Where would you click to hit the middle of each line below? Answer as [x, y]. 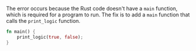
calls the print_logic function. [44, 21]
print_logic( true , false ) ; [50, 37]
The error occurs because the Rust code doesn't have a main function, [92, 8]
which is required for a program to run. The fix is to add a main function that [98, 15]
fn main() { [21, 32]
